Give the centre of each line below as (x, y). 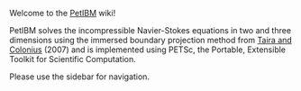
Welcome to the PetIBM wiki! (63, 13)
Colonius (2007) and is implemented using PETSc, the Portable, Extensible (148, 50)
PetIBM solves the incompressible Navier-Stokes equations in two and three (150, 30)
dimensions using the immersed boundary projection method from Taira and (151, 40)
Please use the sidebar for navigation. (80, 77)
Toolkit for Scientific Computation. (73, 59)
